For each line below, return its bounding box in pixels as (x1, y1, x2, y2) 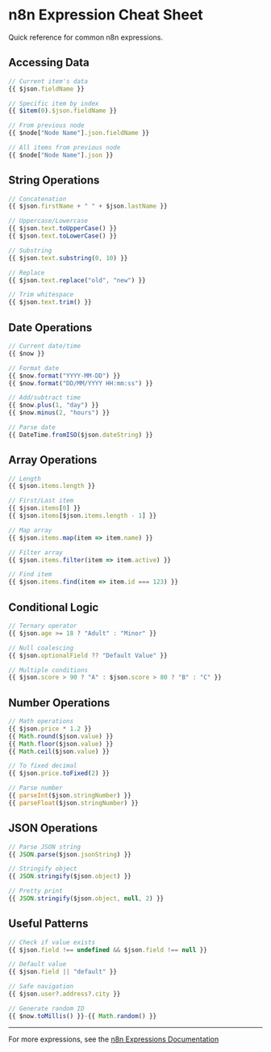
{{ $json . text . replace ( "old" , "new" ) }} (8, 276, 147, 284)
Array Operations (8, 453, 98, 467)
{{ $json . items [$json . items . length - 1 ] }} (8, 511, 157, 520)
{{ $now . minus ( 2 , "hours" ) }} (8, 409, 110, 417)
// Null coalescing (8, 644, 74, 652)
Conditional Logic (8, 600, 99, 614)
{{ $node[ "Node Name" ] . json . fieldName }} (8, 129, 150, 137)
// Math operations (8, 717, 74, 726)
